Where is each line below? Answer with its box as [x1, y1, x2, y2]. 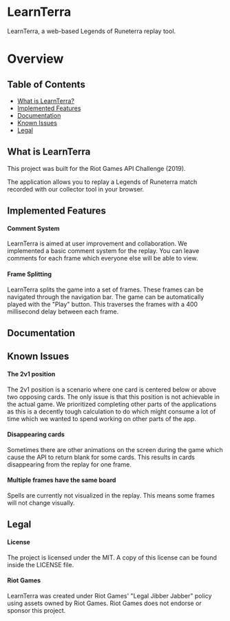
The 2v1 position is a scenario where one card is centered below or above [7, 385, 217, 394]
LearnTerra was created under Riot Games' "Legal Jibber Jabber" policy [7, 591, 212, 600]
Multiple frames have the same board [7, 476, 116, 485]
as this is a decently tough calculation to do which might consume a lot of [7, 407, 216, 416]
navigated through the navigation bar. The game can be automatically [7, 292, 205, 301]
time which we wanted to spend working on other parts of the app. [7, 414, 196, 423]
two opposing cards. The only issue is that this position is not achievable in [7, 392, 220, 400]
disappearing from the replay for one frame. [7, 460, 132, 469]
